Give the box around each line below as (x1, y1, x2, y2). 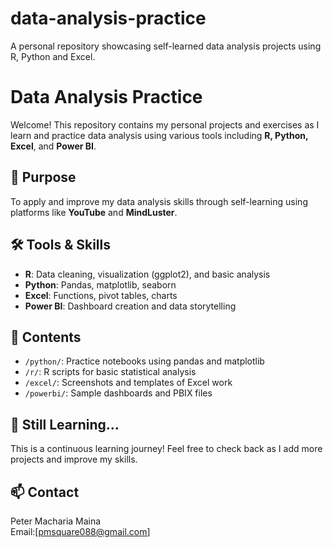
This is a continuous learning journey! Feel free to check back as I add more (10, 443, 323, 455)
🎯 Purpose (10, 169, 77, 186)
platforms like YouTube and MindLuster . (10, 206, 178, 218)
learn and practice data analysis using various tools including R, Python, (10, 129, 309, 141)
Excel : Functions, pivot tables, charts (24, 289, 178, 301)
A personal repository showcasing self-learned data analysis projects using (10, 40, 322, 52)
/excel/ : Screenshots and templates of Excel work (24, 377, 233, 389)
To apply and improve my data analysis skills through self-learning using (10, 195, 308, 207)
